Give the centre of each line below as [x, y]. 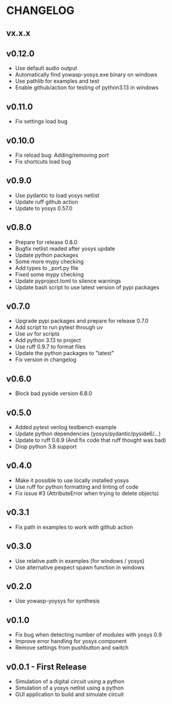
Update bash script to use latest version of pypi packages [87, 287]
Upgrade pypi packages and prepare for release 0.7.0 [82, 321]
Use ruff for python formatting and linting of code [77, 486]
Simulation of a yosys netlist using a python [69, 688]
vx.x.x [18, 33]
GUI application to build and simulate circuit [69, 694]
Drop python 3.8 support [46, 447]
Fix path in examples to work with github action [74, 527]
